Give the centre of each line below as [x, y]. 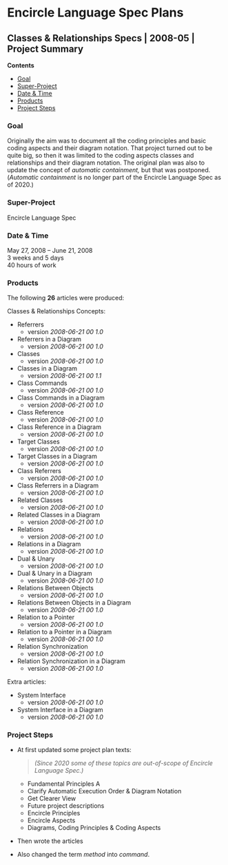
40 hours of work [32, 265]
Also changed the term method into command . [83, 855]
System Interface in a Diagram [60, 710]
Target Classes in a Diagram [57, 457]
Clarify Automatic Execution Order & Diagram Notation [104, 791]
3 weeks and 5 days [35, 258]
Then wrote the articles [50, 841]
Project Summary [45, 49]
